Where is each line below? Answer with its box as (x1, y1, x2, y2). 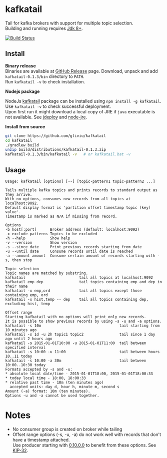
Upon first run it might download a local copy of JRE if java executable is (5, 108, 155, 114)
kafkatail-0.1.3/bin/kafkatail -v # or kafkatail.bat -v (5, 152, 131, 157)
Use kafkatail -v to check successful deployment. (5, 103, 111, 109)
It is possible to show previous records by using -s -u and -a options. (5, 319, 162, 324)
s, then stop (5, 257, 32, 263)
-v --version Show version (5, 240, 77, 245)
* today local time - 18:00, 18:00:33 (5, 376, 86, 381)
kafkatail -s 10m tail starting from (5, 323, 160, 328)
